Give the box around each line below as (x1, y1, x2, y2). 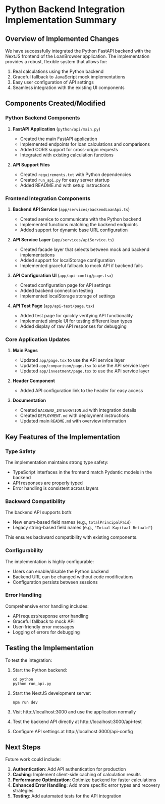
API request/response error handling (12, 613, 89, 619)
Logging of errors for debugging (12, 629, 80, 635)
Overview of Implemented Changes (5, 34, 120, 43)
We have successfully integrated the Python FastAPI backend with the (5, 48, 151, 54)
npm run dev (12, 700, 38, 705)
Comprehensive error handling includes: (5, 603, 89, 609)
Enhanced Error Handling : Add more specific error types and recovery (12, 782, 160, 788)
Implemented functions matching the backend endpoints (20, 221, 138, 227)
